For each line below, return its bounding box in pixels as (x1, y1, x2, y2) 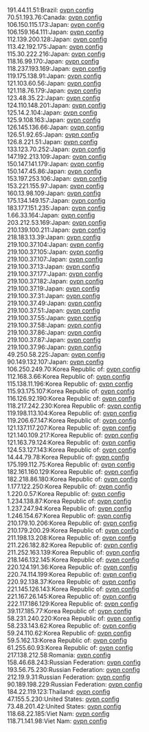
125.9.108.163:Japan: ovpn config (7, 116, 101, 123)
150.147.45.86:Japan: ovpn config (7, 167, 102, 175)
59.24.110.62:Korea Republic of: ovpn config (7, 629, 132, 637)
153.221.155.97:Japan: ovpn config (7, 182, 104, 190)
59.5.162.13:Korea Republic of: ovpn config (7, 636, 127, 644)
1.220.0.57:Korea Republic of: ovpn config (7, 490, 126, 497)
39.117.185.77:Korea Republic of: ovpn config (7, 607, 132, 615)
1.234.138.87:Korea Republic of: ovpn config (7, 497, 132, 505)
